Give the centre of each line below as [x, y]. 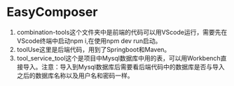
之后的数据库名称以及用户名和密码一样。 [75, 75]
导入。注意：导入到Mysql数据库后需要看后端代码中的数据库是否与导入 [124, 67]
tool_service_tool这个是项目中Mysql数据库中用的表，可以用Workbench [119, 58]
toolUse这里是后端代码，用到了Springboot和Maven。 [94, 49]
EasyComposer [52, 12]
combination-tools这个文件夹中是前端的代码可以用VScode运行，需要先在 [122, 32]
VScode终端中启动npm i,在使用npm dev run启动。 [89, 41]
